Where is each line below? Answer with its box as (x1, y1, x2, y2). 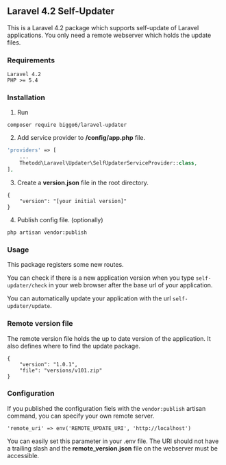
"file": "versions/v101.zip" (19, 367, 103, 374)
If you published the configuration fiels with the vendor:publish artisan (7, 404, 206, 412)
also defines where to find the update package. (7, 342, 140, 350)
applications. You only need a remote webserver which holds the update (7, 31, 212, 39)
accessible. (7, 451, 40, 460)
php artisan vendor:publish (7, 229, 88, 236)
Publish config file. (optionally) (16, 215, 104, 224)
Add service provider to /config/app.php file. (16, 134, 146, 142)
